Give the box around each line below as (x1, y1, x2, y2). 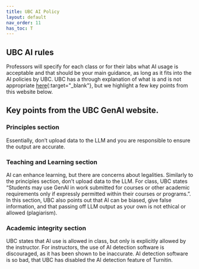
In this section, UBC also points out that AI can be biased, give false (6, 197, 172, 204)
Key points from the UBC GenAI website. (6, 105, 159, 116)
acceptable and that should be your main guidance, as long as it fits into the (6, 69, 192, 77)
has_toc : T (6, 25, 33, 31)
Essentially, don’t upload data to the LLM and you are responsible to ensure (6, 137, 191, 144)
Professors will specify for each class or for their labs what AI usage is (6, 63, 179, 70)
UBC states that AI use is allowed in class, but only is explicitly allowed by (6, 238, 186, 245)
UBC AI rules (6, 47, 54, 57)
